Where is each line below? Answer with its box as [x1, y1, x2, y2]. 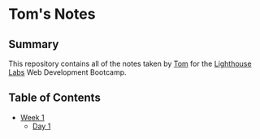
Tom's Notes [8, 5, 96, 24]
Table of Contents [8, 91, 102, 105]
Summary [8, 37, 59, 51]
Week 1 [19, 112, 45, 122]
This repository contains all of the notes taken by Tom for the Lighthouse [8, 59, 252, 68]
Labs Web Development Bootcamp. [8, 67, 128, 77]
